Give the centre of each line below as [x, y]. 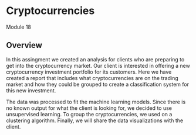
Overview [24, 45]
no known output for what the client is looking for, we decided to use [89, 108]
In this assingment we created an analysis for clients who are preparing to [95, 59]
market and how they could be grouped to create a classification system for [98, 84]
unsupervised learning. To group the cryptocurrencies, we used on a [89, 114]
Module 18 [18, 27]
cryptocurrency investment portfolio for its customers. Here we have [89, 72]
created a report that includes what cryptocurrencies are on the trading [92, 78]
